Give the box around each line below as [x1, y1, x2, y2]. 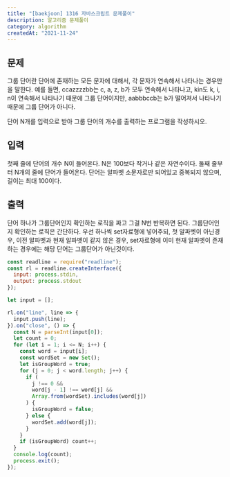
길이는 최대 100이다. [7, 176, 62, 184]
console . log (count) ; [13, 451, 73, 458]
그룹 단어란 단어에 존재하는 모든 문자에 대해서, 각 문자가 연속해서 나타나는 [7, 77, 204, 85]
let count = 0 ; [13, 335, 57, 342]
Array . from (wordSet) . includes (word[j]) [32, 393, 147, 400]
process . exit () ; [13, 458, 60, 465]
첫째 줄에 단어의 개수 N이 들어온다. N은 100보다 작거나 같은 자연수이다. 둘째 [7, 159, 211, 167]
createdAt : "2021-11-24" [7, 29, 79, 37]
